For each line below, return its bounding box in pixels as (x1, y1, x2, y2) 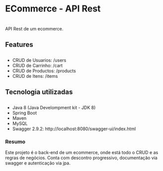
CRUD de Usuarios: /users (12, 57, 67, 63)
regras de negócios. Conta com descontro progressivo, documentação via (5, 155, 158, 161)
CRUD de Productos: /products (12, 68, 76, 74)
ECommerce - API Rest (5, 3, 101, 14)
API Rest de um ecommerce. (5, 26, 64, 32)
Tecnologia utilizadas (5, 88, 73, 96)
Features (5, 40, 33, 49)
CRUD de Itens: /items (12, 73, 58, 79)
